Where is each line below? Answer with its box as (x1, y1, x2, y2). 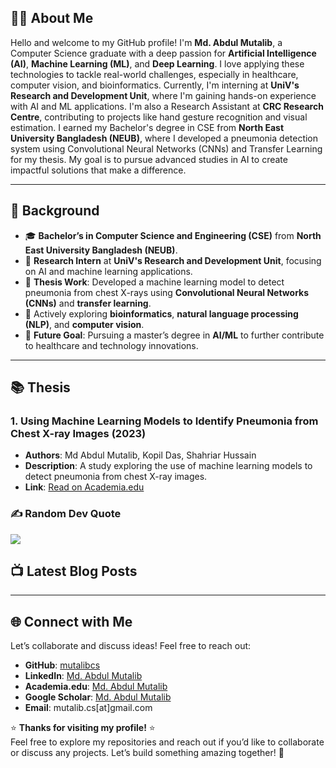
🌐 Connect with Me (10, 613, 133, 630)
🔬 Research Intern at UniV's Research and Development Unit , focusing (24, 254, 322, 266)
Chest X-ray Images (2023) (10, 426, 147, 440)
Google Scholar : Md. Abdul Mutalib (24, 691, 172, 703)
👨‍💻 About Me (10, 10, 94, 27)
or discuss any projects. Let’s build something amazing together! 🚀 (10, 747, 285, 759)
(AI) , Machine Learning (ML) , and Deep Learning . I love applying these (10, 57, 305, 70)
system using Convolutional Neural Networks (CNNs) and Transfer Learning (10, 142, 323, 155)
